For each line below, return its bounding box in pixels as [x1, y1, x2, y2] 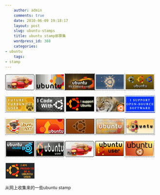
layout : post [14, 23, 40, 28]
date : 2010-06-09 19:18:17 [14, 18, 68, 23]
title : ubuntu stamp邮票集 [14, 34, 66, 39]
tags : [14, 54, 25, 59]
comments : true [14, 13, 45, 18]
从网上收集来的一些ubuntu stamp [5, 185, 71, 191]
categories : [14, 44, 38, 49]
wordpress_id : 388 [14, 39, 51, 44]
